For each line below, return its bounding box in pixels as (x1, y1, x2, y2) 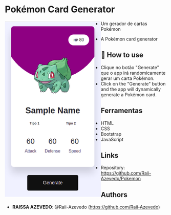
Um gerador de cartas (101, 20, 147, 27)
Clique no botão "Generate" (101, 64, 159, 70)
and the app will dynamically (101, 86, 161, 92)
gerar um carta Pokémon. (101, 75, 155, 81)
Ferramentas (101, 106, 143, 115)
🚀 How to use (101, 51, 144, 59)
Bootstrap (101, 131, 122, 137)
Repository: (101, 165, 125, 171)
